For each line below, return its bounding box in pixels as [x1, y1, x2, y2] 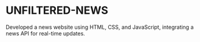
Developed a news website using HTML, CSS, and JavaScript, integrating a [5, 23, 194, 31]
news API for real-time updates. [5, 29, 86, 37]
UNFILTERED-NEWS [5, 4, 109, 17]
